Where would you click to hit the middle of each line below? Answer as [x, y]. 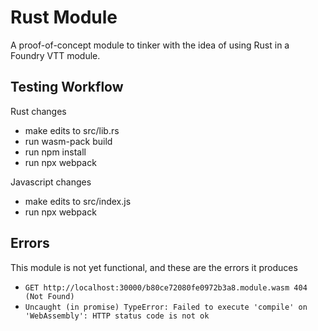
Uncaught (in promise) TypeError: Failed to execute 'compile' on [166, 307]
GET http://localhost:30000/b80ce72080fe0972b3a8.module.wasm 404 [166, 287]
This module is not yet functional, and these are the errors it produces [154, 267]
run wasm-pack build [68, 141]
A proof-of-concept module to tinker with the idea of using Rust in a [150, 45]
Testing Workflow [67, 87]
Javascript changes [51, 182]
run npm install [55, 152]
